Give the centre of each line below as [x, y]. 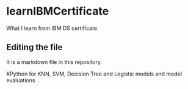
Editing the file [34, 47]
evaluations [21, 80]
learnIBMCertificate [58, 11]
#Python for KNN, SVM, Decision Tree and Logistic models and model [94, 74]
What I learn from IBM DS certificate [52, 28]
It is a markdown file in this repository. [54, 62]
